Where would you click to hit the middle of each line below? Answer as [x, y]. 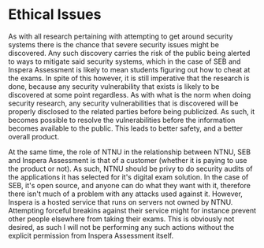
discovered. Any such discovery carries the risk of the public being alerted [129, 53]
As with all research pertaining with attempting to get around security [121, 36]
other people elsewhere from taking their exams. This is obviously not [121, 219]
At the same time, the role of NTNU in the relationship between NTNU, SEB [129, 152]
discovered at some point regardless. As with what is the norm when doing [130, 94]
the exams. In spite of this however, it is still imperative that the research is [129, 78]
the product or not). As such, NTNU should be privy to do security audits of [131, 168]
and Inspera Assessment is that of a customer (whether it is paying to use [128, 160]
